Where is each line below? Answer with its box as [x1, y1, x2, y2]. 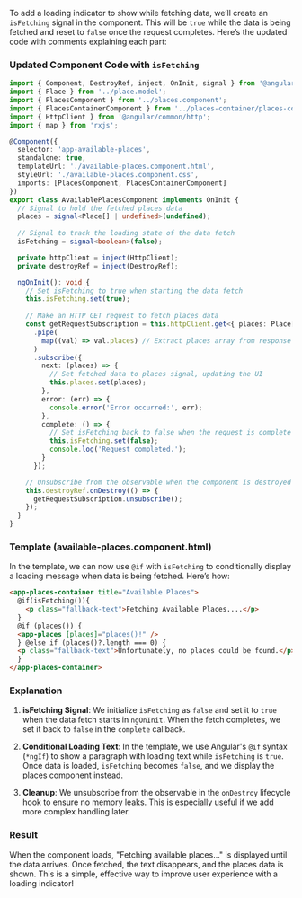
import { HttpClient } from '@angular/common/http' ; [9, 112, 211, 121]
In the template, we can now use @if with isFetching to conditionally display [9, 561, 292, 572]
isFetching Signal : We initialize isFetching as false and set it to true [22, 705, 277, 716]
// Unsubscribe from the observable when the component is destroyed [25, 478, 292, 487]
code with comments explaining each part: [9, 36, 168, 47]
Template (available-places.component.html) [9, 541, 212, 553]
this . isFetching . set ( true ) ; [25, 295, 130, 304]
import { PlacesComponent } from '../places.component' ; [9, 96, 227, 105]
